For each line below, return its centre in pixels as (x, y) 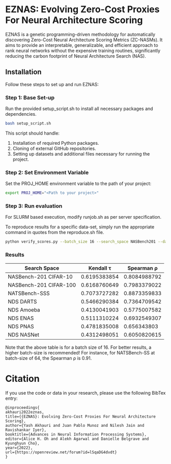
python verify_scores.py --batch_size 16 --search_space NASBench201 (81, 242)
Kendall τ (100, 268)
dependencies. (21, 114)
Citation (22, 379)
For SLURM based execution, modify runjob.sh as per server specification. (83, 217)
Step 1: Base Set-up (30, 97)
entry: (11, 398)
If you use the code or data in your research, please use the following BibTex (85, 393)
